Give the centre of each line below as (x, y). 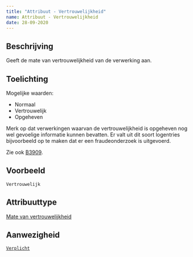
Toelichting (27, 79)
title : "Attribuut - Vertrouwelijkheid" (56, 11)
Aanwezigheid (33, 235)
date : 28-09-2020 (27, 22)
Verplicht (18, 248)
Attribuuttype (31, 203)
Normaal (25, 104)
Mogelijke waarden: (30, 93)
